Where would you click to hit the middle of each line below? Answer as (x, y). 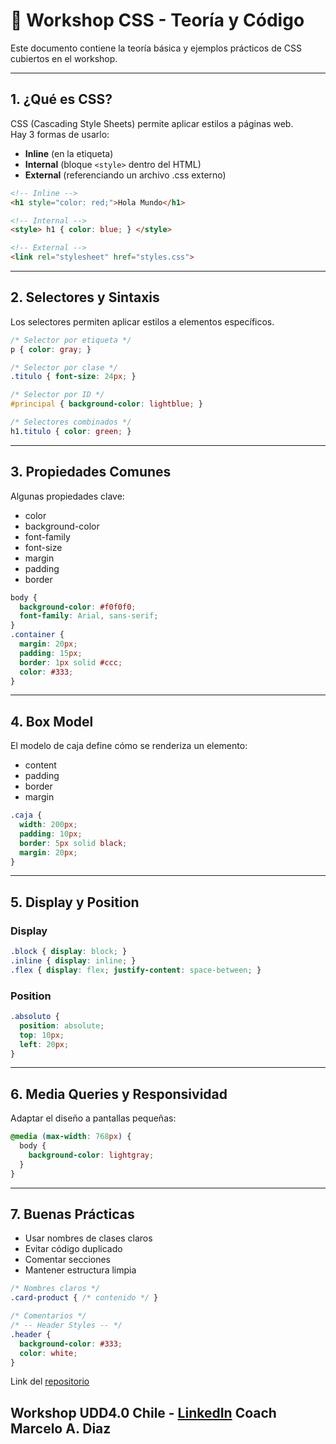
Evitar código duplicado (73, 1249)
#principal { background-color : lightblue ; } (106, 404)
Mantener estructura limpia (80, 1270)
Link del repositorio (50, 1381)
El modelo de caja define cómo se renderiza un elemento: (129, 746)
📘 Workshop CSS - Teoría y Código (157, 20)
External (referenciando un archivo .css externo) (125, 175)
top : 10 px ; (42, 1035)
